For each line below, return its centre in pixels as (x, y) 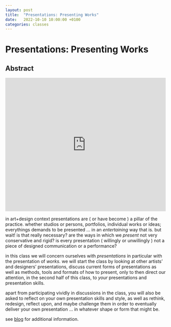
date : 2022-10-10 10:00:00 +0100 (43, 19)
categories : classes (27, 24)
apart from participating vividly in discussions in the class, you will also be (83, 293)
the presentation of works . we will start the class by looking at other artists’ (84, 261)
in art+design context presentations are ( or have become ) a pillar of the (81, 219)
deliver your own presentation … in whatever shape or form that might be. (82, 309)
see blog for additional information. (42, 319)
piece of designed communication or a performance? (61, 246)
